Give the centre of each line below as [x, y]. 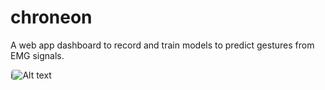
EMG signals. [37, 55]
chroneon [51, 17]
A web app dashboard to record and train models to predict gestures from [162, 45]
